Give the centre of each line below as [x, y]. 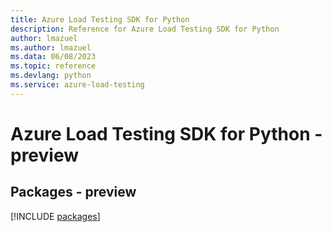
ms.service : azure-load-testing [77, 85]
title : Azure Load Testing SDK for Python [100, 19]
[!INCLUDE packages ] [55, 216]
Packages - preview [73, 192]
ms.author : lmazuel [51, 47]
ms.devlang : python [51, 76]
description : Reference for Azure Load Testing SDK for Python [145, 29]
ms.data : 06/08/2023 [53, 57]
